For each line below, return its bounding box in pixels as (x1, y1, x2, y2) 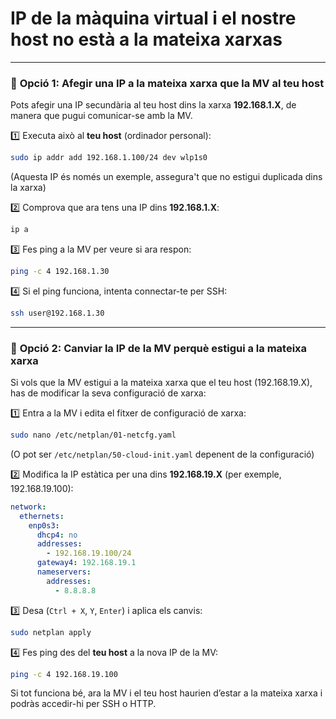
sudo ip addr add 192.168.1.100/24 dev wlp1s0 (10, 153, 208, 163)
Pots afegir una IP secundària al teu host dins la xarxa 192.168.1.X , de (10, 99, 297, 111)
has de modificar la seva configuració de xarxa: (10, 387, 207, 399)
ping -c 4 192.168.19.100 (10, 669, 118, 679)
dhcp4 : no (36, 530, 78, 540)
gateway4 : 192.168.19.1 (36, 558, 137, 568)
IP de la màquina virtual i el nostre (10, 7, 297, 30)
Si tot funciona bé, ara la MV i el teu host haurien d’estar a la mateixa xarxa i (10, 687, 323, 699)
